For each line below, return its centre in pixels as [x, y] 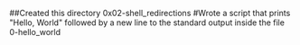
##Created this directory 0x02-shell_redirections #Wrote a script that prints [150, 13]
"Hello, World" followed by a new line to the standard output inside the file [147, 22]
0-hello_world [35, 32]
